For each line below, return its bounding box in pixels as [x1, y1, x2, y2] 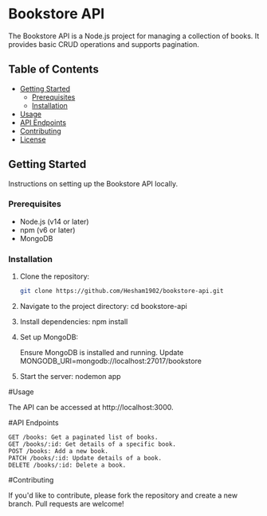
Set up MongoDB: [19, 332, 78, 342]
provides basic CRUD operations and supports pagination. [8, 39, 199, 49]
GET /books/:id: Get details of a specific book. [8, 440, 177, 448]
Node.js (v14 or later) [19, 217, 89, 226]
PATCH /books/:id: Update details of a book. [8, 455, 162, 463]
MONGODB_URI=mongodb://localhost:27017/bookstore [19, 356, 202, 366]
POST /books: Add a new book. [8, 448, 109, 455]
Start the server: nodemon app [19, 372, 121, 381]
